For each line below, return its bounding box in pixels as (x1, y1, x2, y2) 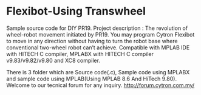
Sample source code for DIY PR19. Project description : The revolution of (6, 24, 188, 32)
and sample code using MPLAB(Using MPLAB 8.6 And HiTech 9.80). (6, 75, 177, 82)
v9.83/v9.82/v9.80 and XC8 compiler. (6, 57, 100, 64)
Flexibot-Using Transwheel (6, 4, 146, 18)
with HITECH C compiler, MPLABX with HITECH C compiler (6, 50, 154, 57)
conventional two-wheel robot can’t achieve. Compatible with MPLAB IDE (6, 44, 190, 51)
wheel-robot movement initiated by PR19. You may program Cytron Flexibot (6, 30, 195, 38)
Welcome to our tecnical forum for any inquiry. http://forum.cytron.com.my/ (6, 81, 195, 89)
